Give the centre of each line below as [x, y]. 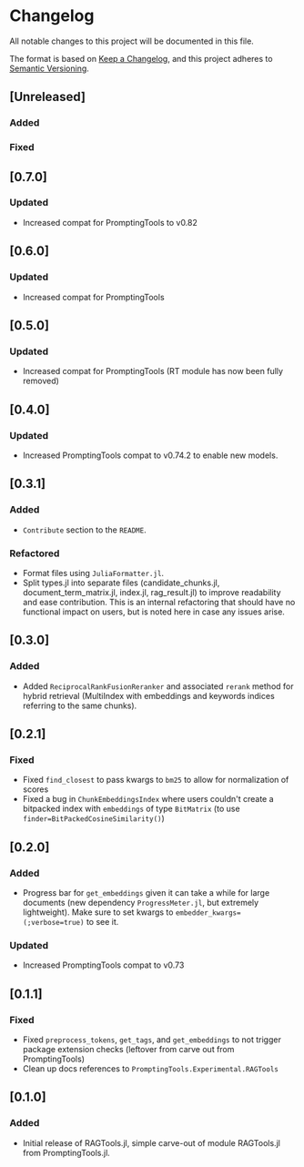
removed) [41, 381]
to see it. [102, 921]
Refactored [35, 553]
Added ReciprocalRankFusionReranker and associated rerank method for [158, 686]
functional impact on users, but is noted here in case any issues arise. [153, 612]
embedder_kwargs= [208, 913]
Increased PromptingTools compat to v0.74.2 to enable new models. [150, 455]
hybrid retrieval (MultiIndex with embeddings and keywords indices [148, 695]
